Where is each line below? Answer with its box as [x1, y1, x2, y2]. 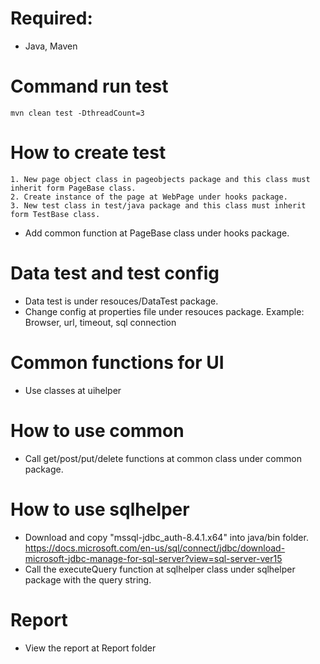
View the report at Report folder [24, 642, 157, 654]
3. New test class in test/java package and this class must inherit [10, 200, 307, 211]
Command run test [10, 75, 169, 98]
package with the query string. [24, 573, 152, 586]
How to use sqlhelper [10, 498, 190, 521]
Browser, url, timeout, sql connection [24, 316, 177, 328]
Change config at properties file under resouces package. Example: [24, 305, 305, 317]
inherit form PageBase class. [10, 183, 137, 193]
